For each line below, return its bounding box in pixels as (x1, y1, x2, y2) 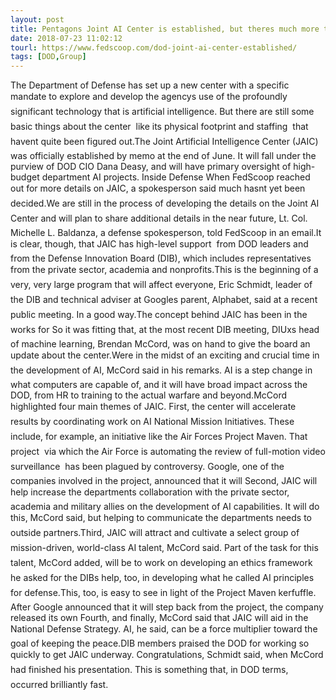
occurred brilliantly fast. (10, 679, 109, 691)
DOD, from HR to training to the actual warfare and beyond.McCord (10, 389, 288, 401)
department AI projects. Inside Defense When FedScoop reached (41, 171, 311, 183)
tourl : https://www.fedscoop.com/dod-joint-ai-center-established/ (10, 42, 298, 53)
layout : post (10, 14, 65, 25)
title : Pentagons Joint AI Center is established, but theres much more (10, 24, 320, 34)
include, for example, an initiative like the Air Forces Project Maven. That (10, 431, 308, 443)
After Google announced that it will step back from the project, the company (10, 601, 324, 613)
